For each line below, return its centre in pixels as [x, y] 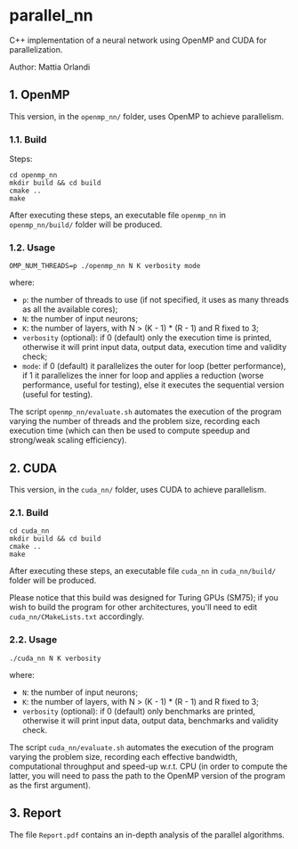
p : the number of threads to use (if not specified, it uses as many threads [155, 300]
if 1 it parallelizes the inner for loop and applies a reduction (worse [143, 376]
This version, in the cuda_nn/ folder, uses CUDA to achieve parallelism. [138, 490]
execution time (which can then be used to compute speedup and [130, 431]
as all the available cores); [70, 309]
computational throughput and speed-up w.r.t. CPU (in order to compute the [149, 766]
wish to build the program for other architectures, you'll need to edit [133, 608]
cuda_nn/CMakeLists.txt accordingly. [77, 616]
